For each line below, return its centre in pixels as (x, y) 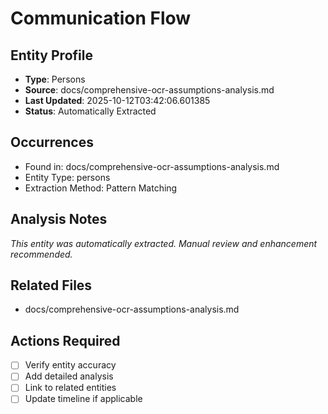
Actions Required (65, 340)
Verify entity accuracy (70, 365)
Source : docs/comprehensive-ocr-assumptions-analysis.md (149, 90)
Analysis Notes (59, 219)
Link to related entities (70, 388)
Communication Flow (101, 18)
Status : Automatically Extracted (90, 111)
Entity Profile (51, 55)
